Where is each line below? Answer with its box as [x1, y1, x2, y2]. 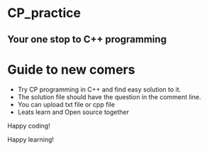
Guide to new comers [7, 62, 135, 77]
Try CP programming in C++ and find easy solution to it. [17, 85, 181, 94]
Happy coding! [7, 121, 51, 130]
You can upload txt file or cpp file [17, 100, 116, 108]
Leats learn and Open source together [17, 108, 130, 116]
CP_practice [7, 5, 82, 21]
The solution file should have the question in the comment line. [17, 92, 201, 101]
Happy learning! [7, 135, 55, 143]
